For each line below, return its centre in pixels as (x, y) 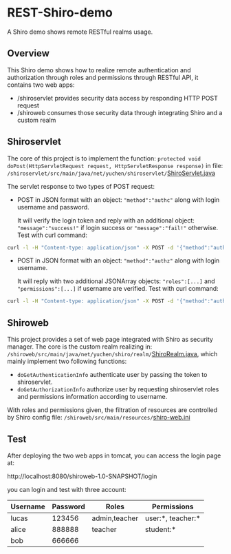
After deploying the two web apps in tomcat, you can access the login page (114, 455)
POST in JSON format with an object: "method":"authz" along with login (118, 260)
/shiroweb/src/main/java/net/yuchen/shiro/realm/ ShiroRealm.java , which (112, 354)
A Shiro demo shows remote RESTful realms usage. (80, 32)
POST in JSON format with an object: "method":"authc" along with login (118, 199)
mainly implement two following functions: (67, 361)
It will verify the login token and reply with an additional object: (106, 220)
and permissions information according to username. (92, 397)
